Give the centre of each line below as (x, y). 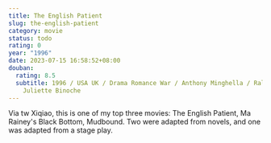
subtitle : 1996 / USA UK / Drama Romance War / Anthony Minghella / (133, 83)
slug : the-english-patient (54, 23)
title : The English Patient (56, 16)
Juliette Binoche (52, 90)
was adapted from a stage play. (60, 130)
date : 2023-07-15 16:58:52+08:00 (65, 61)
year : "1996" (30, 53)
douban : (21, 68)
